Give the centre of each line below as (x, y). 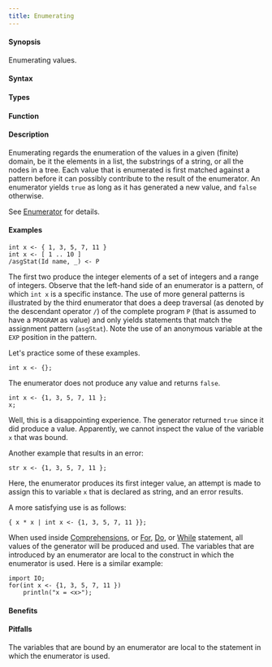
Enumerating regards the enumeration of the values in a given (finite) (124, 152)
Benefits (23, 610)
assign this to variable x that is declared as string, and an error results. (126, 492)
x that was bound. (39, 438)
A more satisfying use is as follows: (67, 508)
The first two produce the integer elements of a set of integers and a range (134, 277)
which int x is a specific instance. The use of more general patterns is (127, 294)
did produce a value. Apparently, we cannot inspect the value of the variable (136, 429)
